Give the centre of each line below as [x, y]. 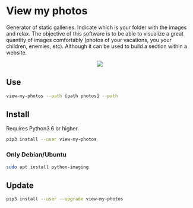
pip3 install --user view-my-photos [51, 140]
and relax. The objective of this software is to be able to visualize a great [95, 33]
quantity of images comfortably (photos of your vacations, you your [89, 40]
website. [17, 52]
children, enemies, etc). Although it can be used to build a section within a [97, 46]
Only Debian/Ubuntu [37, 155]
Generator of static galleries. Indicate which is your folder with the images [96, 27]
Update [20, 185]
